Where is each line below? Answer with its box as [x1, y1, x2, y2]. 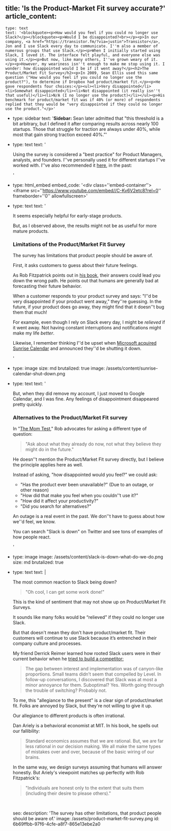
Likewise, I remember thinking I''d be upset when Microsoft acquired [12, 340, 157, 346]
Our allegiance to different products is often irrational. [12, 713, 126, 719]
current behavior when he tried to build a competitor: [12, 656, 124, 662]
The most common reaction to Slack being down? [12, 579, 117, 585]
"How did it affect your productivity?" [20, 498, 99, 504]
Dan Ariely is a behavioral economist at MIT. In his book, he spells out [12, 723, 159, 729]
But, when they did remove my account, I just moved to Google [12, 391, 145, 397]
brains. [25, 754, 40, 760]
